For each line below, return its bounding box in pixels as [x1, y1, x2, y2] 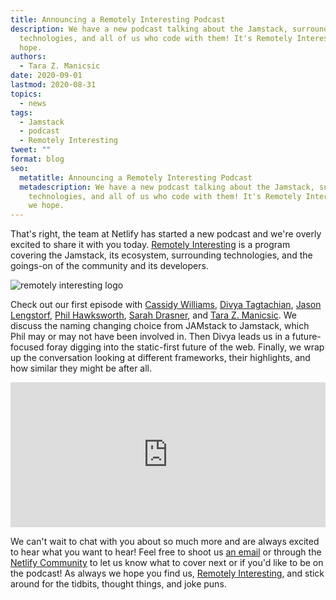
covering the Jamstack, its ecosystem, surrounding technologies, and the [10, 249, 313, 261]
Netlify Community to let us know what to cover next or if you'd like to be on [10, 557, 324, 569]
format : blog [10, 154, 65, 164]
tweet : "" [10, 145, 52, 155]
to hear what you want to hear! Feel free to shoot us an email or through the [10, 546, 322, 558]
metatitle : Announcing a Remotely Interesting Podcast [19, 172, 253, 183]
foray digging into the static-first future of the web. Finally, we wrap [46, 341, 325, 353]
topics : [10, 89, 43, 99]
